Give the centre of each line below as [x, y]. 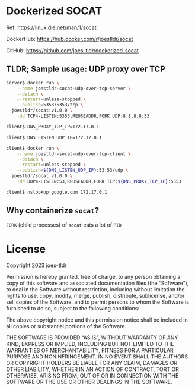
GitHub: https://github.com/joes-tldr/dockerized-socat [73, 50]
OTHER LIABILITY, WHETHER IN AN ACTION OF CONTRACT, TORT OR [92, 369]
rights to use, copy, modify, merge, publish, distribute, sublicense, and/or [95, 296]
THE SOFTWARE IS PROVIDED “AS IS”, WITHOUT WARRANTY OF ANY [92, 338]
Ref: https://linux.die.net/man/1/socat [51, 27]
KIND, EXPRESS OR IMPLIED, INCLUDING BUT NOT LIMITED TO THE [90, 344]
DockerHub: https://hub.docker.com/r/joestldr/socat [70, 39]
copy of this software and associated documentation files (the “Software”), [97, 283]
